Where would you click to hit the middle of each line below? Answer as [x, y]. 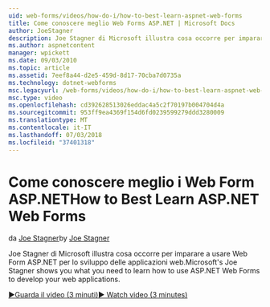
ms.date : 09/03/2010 [43, 61]
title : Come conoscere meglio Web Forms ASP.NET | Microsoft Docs [122, 23]
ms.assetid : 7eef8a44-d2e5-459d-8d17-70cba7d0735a [95, 75]
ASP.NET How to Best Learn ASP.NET [134, 199]
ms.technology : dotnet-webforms [62, 83]
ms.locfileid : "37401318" [51, 142]
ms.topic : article [39, 68]
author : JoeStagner [41, 30]
